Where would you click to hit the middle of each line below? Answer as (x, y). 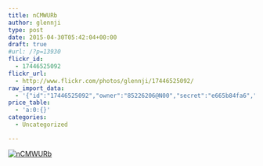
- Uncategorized (41, 125)
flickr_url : (27, 74)
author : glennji (34, 23)
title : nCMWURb (33, 15)
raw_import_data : (36, 88)
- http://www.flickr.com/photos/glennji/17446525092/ (104, 81)
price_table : (29, 103)
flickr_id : (26, 60)
